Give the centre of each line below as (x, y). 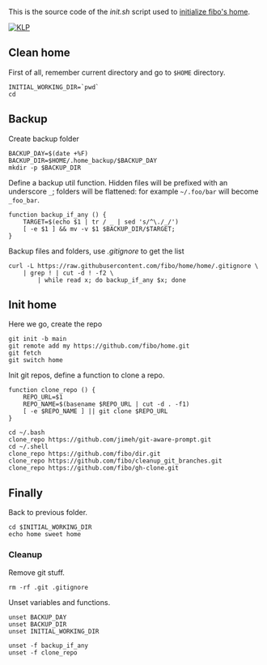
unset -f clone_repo (43, 652)
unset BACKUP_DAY (38, 617)
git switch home (36, 360)
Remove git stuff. (36, 572)
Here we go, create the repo (55, 324)
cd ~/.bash (27, 433)
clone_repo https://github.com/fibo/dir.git (85, 454)
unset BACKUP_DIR (38, 624)
